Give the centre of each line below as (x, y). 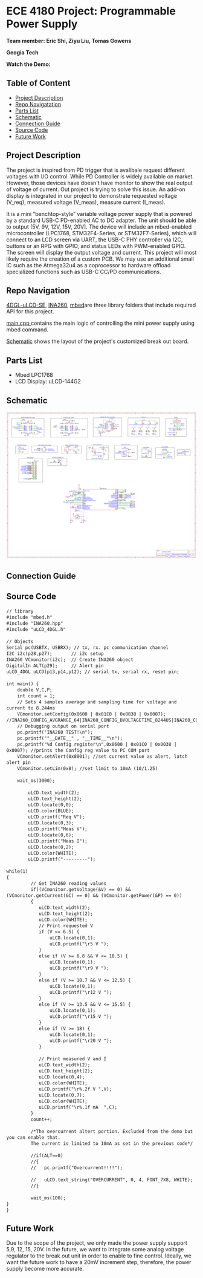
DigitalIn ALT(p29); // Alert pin (55, 666)
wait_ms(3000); (36, 781)
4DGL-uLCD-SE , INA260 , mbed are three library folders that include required (101, 305)
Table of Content (38, 83)
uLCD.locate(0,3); (51, 823)
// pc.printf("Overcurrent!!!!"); (76, 1168)
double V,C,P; (35, 690)
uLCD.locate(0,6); (51, 835)
